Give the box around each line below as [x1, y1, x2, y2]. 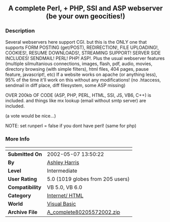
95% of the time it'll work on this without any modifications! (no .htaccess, [5, 76, 161, 83]
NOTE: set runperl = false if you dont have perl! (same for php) [5, 122, 136, 129]
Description [5, 27, 35, 35]
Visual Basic [47, 200, 76, 207]
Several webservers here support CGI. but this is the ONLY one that [5, 39, 147, 45]
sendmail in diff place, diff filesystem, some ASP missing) [5, 82, 126, 88]
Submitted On [8, 150, 42, 157]
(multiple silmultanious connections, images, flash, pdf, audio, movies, [5, 61, 153, 67]
